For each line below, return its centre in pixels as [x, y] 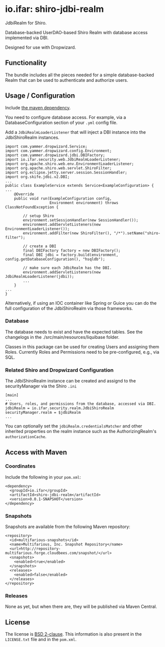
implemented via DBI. [27, 38]
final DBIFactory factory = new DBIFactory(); [72, 250]
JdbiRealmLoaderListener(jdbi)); [40, 276]
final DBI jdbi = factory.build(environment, [71, 255]
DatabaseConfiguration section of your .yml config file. [61, 122]
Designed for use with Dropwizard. [41, 47]
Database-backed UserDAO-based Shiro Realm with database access [76, 32]
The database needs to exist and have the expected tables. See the [74, 332]
